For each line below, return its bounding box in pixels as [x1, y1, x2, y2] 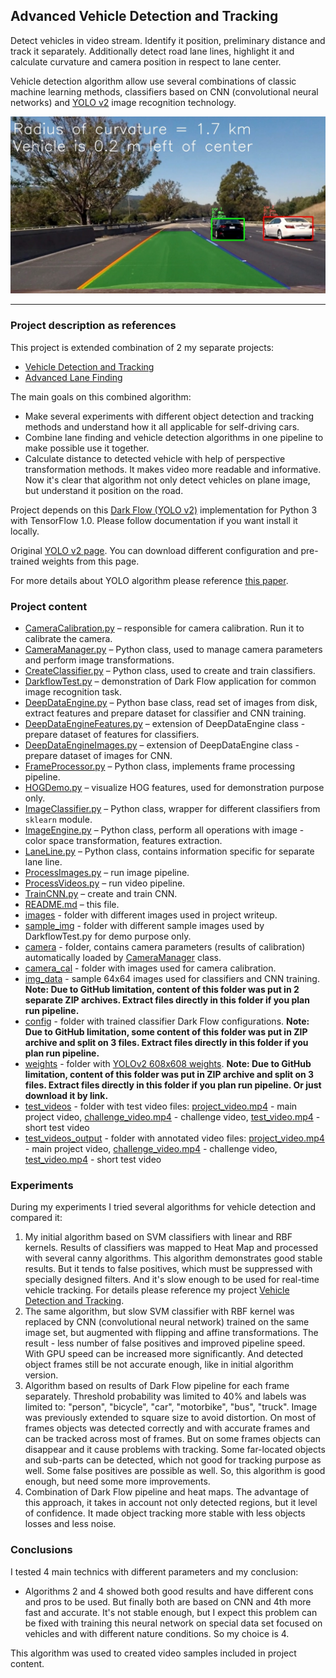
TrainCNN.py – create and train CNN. [24, 887, 178, 899]
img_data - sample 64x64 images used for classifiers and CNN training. [24, 972, 320, 984]
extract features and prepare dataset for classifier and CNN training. [24, 707, 307, 719]
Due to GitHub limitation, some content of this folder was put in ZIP [24, 1025, 308, 1038]
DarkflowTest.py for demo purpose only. [24, 930, 192, 942]
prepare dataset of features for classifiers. [24, 728, 200, 740]
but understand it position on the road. [24, 484, 184, 496]
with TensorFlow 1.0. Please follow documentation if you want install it [10, 514, 298, 526]
